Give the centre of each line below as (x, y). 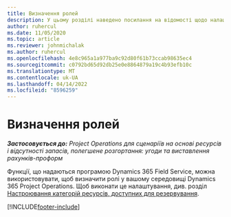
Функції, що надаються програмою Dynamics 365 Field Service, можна (111, 172)
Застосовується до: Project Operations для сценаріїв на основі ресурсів (114, 144)
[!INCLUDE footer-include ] (44, 207)
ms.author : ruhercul (37, 52)
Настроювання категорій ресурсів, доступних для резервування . (103, 194)
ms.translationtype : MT (41, 71)
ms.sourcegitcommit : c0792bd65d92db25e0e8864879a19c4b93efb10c (100, 65)
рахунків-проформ (35, 158)
